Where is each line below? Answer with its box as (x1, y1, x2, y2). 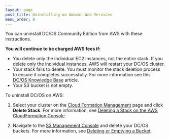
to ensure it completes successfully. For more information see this (12, 72, 151, 78)
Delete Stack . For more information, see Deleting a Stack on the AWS (12, 107, 158, 114)
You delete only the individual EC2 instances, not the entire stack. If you (12, 56, 163, 62)
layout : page (5, 7, 33, 13)
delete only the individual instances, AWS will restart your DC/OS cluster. (12, 61, 165, 67)
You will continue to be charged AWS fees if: (5, 46, 101, 52)
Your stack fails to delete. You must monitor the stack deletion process (12, 66, 161, 72)
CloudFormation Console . (12, 113, 66, 119)
